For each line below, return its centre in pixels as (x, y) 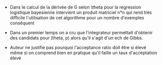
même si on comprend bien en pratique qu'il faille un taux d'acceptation (83, 53)
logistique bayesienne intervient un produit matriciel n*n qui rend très (81, 12)
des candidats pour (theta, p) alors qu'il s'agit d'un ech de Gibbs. (76, 38)
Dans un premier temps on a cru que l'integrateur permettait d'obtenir (81, 32)
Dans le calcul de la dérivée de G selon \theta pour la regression (76, 7)
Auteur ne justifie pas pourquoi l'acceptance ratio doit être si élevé (78, 47)
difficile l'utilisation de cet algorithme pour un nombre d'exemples (77, 18)
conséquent (22, 23)
